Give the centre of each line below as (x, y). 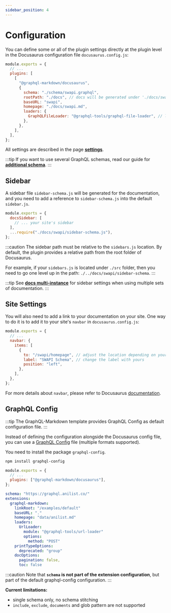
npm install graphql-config (35, 461)
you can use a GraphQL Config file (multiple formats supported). (73, 442)
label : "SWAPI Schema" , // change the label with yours (84, 360)
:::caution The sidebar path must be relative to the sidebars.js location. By (84, 247)
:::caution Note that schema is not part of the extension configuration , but (82, 575)
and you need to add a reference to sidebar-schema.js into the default (79, 199)
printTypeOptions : (34, 546)
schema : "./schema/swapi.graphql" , (61, 92)
